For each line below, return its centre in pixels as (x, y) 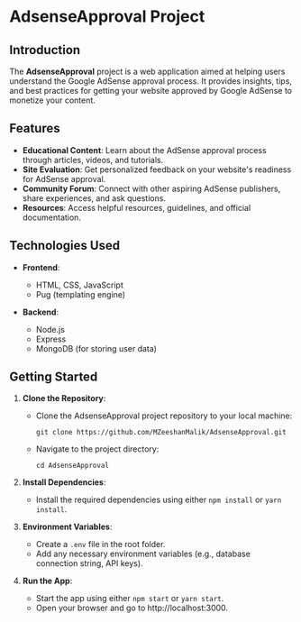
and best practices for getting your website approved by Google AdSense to (151, 91)
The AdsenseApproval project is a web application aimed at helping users (147, 71)
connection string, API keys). (89, 563)
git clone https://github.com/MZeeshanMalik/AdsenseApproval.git (161, 433)
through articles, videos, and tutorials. (93, 160)
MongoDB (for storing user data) (96, 348)
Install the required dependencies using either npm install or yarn (159, 500)
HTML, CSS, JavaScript (79, 285)
